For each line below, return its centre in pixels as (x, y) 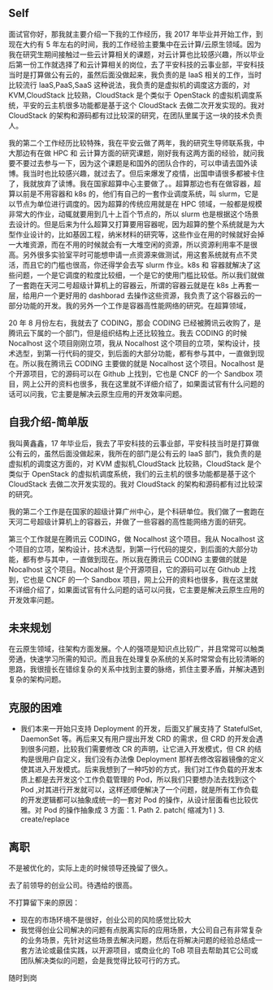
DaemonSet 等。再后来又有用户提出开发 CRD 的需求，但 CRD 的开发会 (138, 739)
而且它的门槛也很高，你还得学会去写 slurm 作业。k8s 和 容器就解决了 (138, 264)
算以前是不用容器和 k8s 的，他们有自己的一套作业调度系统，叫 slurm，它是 (134, 194)
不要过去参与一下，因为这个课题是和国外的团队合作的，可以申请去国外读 (136, 163)
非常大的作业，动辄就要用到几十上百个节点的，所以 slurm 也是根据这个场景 (134, 214)
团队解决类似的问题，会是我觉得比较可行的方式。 (102, 961)
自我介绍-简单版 (48, 422)
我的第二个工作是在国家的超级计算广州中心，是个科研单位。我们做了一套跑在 (136, 511)
